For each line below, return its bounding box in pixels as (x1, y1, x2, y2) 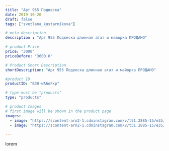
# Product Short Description (5, 62, 66, 68)
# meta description (5, 31, 46, 36)
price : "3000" (5, 49, 35, 54)
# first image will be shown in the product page (5, 109, 112, 114)
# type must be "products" (5, 90, 62, 96)
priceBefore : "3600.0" (5, 53, 53, 58)
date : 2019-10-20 (5, 12, 42, 17)
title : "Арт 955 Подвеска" (5, 7, 62, 13)
